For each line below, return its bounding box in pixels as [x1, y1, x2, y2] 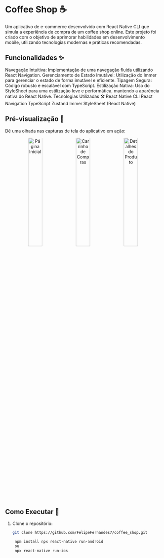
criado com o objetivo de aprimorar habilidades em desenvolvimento [5, 34, 145, 40]
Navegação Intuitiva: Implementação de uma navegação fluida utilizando [5, 67, 153, 73]
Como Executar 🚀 [5, 507, 60, 516]
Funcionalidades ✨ [5, 54, 64, 62]
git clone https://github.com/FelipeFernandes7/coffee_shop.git [12, 530, 148, 535]
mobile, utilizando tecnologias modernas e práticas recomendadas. [5, 39, 142, 45]
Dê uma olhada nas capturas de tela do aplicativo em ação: [5, 128, 126, 134]
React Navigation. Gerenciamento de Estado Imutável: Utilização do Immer [5, 72, 157, 78]
